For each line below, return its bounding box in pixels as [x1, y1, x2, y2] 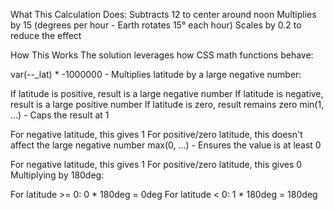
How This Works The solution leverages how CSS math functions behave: [10, 49, 314, 61]
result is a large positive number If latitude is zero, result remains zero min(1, [10, 99, 325, 110]
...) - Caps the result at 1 [10, 109, 110, 121]
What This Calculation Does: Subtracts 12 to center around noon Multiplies [10, 9, 317, 20]
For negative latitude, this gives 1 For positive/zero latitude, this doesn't [10, 129, 303, 140]
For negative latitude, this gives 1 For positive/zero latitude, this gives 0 [10, 159, 303, 170]
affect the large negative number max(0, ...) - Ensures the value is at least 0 [10, 139, 322, 151]
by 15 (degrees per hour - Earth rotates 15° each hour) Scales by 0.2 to [10, 19, 302, 31]
